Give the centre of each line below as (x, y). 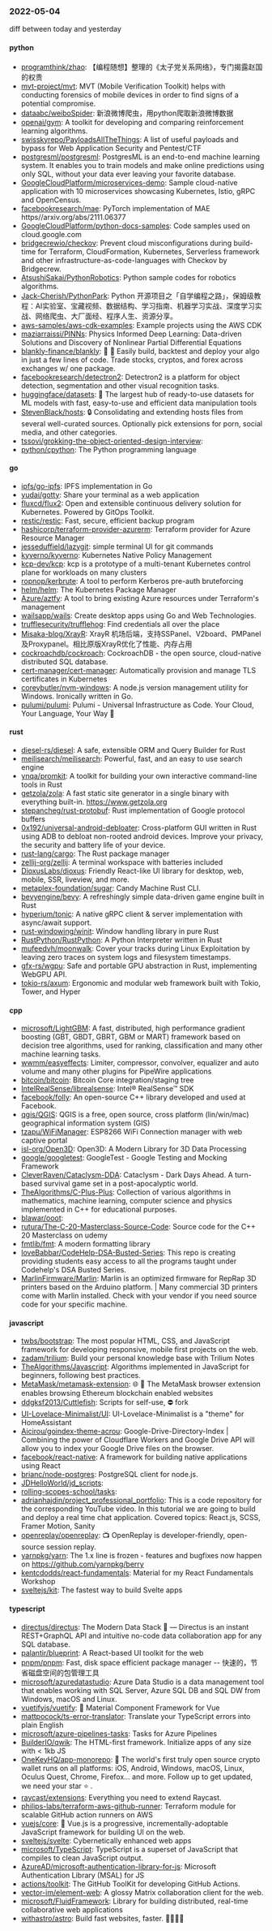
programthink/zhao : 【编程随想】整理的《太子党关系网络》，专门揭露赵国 (142, 67)
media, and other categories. (69, 432)
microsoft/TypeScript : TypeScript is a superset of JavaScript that (129, 1849)
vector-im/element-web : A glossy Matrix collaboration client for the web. (142, 1892)
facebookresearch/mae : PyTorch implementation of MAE (115, 208)
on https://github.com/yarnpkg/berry (82, 1564)
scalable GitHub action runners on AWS (87, 1814)
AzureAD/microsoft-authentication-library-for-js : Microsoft (119, 1866)
